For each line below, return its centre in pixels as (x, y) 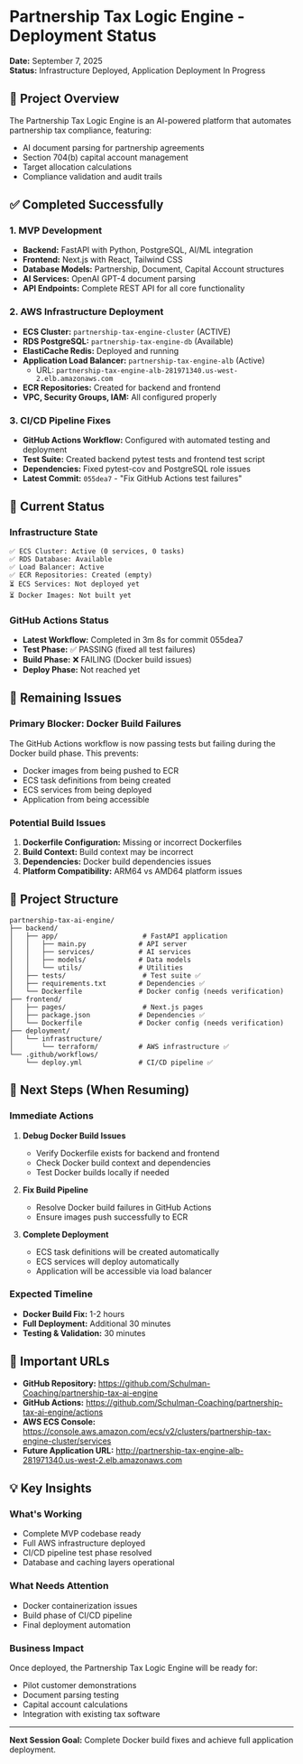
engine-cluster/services (67, 1441)
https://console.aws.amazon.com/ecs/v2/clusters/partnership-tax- (147, 1431)
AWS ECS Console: (59, 1421)
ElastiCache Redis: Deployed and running (101, 350)
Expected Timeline (51, 1295)
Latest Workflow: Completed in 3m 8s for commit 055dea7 (133, 640)
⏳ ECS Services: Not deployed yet (74, 584)
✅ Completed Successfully (87, 205)
